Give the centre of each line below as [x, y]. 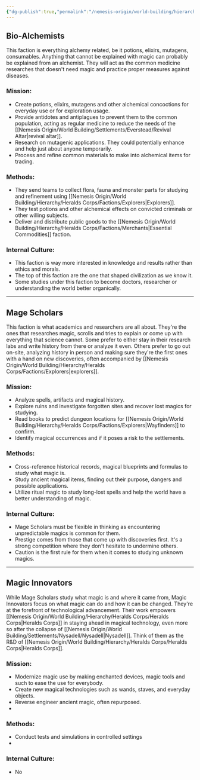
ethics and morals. [37, 269]
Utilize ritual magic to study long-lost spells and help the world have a [100, 492]
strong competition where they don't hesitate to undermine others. [96, 546]
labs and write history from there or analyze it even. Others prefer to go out [98, 346]
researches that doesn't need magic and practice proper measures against [98, 69]
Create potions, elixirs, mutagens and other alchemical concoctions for [102, 104]
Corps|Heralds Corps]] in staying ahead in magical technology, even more [97, 623]
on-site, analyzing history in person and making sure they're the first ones [97, 353]
